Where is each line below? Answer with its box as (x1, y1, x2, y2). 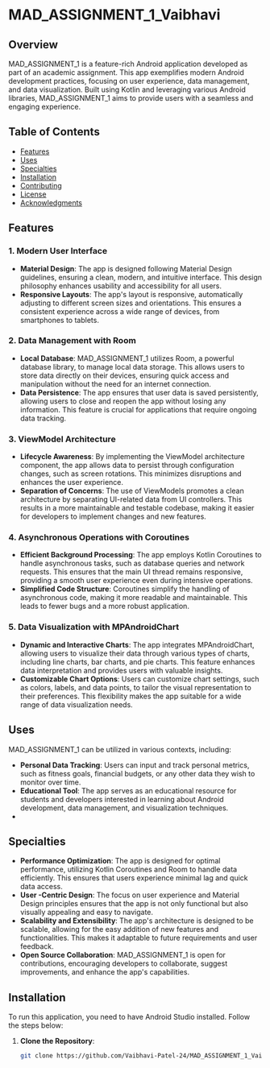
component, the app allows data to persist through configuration (19, 461, 235, 470)
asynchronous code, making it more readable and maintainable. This (19, 593, 248, 602)
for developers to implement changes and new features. (19, 511, 207, 521)
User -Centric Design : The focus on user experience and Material (19, 890, 240, 900)
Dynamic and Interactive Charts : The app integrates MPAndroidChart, (19, 640, 255, 649)
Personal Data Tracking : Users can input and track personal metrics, (19, 760, 250, 770)
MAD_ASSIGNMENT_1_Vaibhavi (8, 6, 221, 24)
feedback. (19, 942, 54, 951)
